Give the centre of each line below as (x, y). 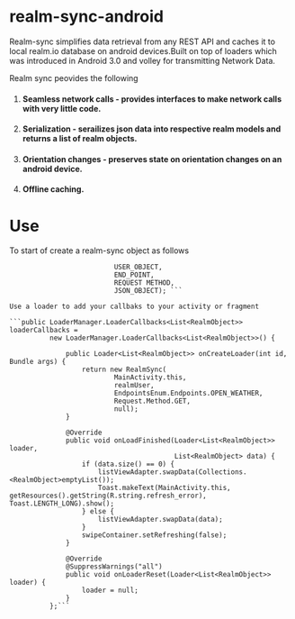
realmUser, (134, 386)
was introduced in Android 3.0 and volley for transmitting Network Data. (143, 60)
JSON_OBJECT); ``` (148, 291)
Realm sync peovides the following (74, 77)
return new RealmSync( (124, 370)
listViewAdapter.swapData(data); (160, 520)
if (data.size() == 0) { (128, 464)
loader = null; (110, 591)
